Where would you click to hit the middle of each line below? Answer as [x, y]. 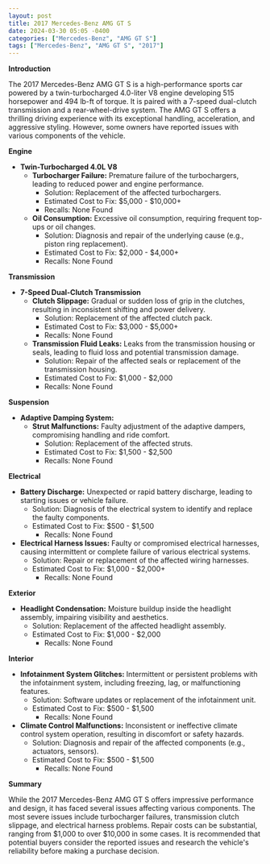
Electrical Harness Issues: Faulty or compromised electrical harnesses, [139, 543]
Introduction [29, 69]
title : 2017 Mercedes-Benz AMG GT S [70, 23]
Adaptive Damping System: [67, 418]
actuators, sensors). [65, 751]
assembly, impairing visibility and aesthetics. [94, 617]
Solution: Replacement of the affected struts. [118, 443]
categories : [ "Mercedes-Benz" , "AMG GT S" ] [83, 38]
